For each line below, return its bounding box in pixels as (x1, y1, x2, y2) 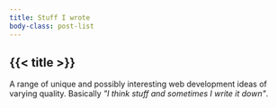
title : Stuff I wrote (9, 13, 91, 22)
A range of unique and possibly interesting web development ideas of (9, 78, 268, 90)
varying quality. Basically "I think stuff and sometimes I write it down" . (9, 88, 269, 99)
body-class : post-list (9, 22, 94, 31)
